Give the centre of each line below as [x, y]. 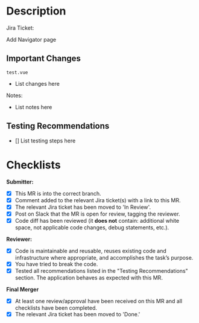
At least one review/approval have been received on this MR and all [99, 301]
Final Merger [23, 289]
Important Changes [44, 59]
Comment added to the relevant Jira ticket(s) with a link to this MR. [98, 200]
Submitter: [20, 182]
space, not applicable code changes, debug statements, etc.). [92, 227]
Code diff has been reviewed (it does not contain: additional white [97, 220]
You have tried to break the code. [56, 264]
